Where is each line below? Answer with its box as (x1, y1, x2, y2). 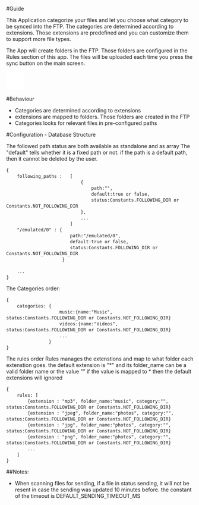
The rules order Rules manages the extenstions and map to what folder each (6, 355, 194, 362)
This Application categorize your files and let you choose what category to (6, 17, 189, 23)
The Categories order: (6, 285, 61, 292)
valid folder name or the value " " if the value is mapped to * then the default (6, 368, 192, 375)
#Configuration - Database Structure (6, 131, 96, 138)
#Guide (6, 5, 24, 12)
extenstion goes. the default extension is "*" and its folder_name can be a (6, 362, 187, 368)
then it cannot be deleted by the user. (6, 155, 98, 162)
